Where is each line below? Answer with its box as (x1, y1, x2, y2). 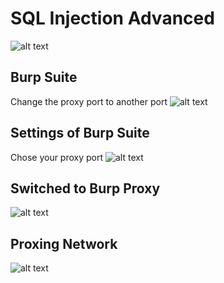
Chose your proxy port (10, 151, 104, 163)
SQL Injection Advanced (10, 7, 215, 30)
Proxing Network (10, 235, 118, 252)
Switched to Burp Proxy (10, 180, 161, 197)
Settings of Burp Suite (10, 125, 150, 142)
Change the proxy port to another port (10, 95, 168, 107)
